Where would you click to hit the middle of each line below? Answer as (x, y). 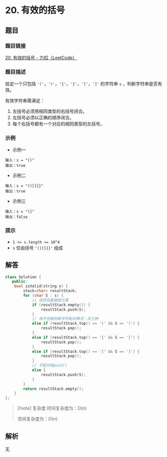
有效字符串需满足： (25, 101)
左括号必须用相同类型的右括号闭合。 (50, 111)
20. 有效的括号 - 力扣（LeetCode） (41, 58)
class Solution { (23, 277)
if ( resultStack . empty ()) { (61, 305)
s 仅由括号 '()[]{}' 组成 (38, 248)
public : (20, 282)
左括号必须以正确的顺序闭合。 (43, 118)
